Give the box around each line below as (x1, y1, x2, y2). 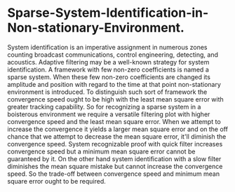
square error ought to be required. (7, 177, 107, 185)
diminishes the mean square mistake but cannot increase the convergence (7, 162, 223, 170)
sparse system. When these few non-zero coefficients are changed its (7, 72, 210, 81)
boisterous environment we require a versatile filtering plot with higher (7, 110, 210, 118)
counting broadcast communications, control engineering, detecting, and (7, 50, 219, 59)
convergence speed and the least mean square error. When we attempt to (7, 117, 221, 125)
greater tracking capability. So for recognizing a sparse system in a (7, 102, 201, 111)
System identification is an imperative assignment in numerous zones (7, 43, 208, 51)
